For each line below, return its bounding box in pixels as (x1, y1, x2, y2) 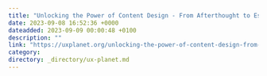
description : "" (8, 33, 62, 42)
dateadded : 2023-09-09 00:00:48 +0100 (8, 26, 137, 34)
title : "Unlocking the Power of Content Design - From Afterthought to (8, 11, 250, 20)
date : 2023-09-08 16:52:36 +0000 (8, 19, 119, 27)
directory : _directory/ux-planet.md (8, 56, 130, 64)
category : (8, 48, 41, 56)
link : (8, 41, 26, 49)
